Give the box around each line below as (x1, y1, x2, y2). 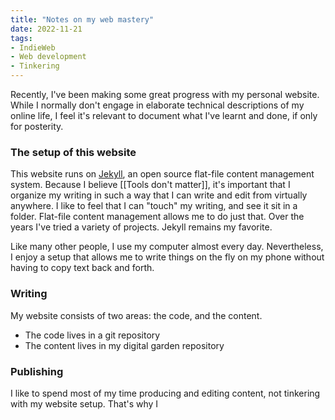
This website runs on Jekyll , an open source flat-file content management (10, 168, 315, 180)
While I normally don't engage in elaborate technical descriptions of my (10, 99, 305, 111)
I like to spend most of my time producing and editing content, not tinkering (10, 387, 321, 399)
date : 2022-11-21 (10, 24, 83, 34)
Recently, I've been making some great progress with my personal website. (10, 89, 320, 100)
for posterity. (10, 121, 64, 132)
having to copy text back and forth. (10, 262, 155, 274)
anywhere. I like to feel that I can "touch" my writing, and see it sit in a (10, 200, 298, 212)
